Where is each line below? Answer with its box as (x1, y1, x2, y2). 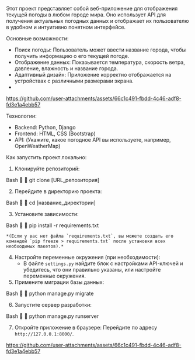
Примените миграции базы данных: (14, 279, 104, 286)
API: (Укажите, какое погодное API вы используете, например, (14, 136, 171, 143)
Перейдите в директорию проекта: (14, 188, 102, 195)
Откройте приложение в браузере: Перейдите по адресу (14, 324, 158, 331)
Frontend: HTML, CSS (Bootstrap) (14, 130, 96, 137)
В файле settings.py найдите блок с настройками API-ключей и (23, 260, 183, 267)
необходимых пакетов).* (6, 244, 64, 249)
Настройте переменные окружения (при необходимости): (14, 254, 161, 260)
